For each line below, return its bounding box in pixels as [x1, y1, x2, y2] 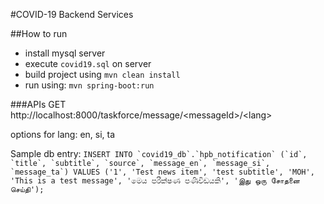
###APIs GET [10, 99, 67, 110]
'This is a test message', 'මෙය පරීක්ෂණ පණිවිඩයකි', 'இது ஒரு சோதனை [10, 176, 300, 186]
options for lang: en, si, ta [10, 129, 116, 140]
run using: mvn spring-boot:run [24, 79, 155, 91]
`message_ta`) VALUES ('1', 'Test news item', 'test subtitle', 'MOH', [10, 167, 315, 177]
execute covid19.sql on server [24, 58, 152, 69]
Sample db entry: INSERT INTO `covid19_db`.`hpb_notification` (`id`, [10, 148, 308, 159]
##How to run [10, 28, 68, 39]
